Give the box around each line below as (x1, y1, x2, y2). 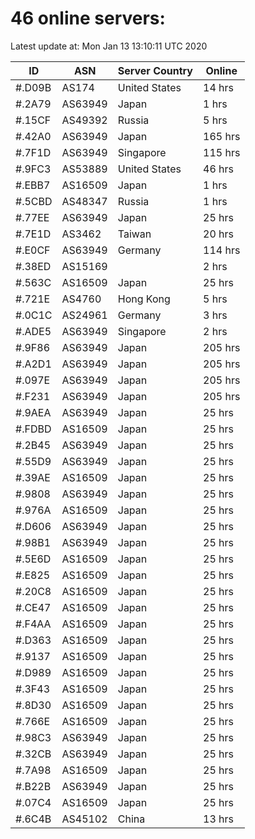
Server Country (117, 63, 193, 77)
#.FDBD (15, 422, 52, 436)
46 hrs (203, 162, 234, 176)
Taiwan (117, 227, 152, 241)
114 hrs (203, 243, 241, 257)
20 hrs (203, 227, 234, 241)
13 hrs (203, 812, 234, 826)
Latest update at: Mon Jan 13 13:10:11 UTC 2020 (10, 40, 208, 52)
